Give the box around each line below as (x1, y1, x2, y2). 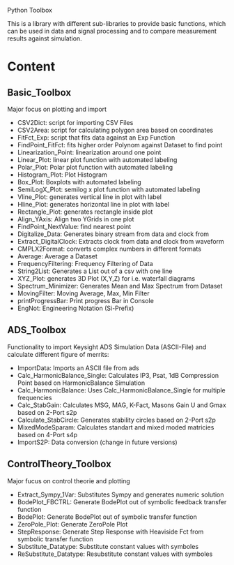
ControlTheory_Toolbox (7, 458, 111, 470)
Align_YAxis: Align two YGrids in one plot (17, 215, 134, 223)
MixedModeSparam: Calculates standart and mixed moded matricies (17, 423, 214, 432)
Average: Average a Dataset (17, 252, 97, 261)
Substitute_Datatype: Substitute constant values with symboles (17, 542, 199, 550)
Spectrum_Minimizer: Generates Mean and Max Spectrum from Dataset (17, 282, 223, 290)
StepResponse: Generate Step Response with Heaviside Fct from (17, 527, 204, 536)
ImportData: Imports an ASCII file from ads (17, 363, 139, 372)
